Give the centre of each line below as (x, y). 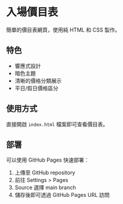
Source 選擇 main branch (45, 187)
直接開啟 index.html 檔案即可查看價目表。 (57, 124)
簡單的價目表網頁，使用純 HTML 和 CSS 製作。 (63, 30)
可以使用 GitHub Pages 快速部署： (48, 160)
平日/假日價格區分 (36, 88)
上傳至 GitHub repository (45, 172)
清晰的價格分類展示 (38, 80)
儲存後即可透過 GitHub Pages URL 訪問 (62, 195)
